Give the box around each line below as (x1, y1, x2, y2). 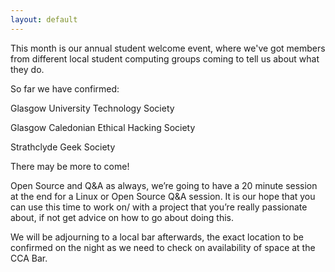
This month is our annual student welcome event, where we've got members (10, 42, 326, 54)
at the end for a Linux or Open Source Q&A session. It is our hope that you (10, 190, 316, 202)
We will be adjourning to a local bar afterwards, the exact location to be (10, 231, 304, 243)
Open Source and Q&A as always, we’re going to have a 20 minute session (10, 179, 318, 191)
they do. (10, 63, 45, 75)
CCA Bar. (10, 252, 48, 264)
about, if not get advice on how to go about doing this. (10, 211, 235, 223)
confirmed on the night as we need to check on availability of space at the (10, 241, 316, 253)
